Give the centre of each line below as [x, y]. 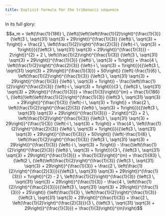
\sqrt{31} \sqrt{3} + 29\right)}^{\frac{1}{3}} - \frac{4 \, [70, 182]
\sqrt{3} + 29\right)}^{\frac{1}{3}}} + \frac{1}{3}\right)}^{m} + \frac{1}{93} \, [83, 155]
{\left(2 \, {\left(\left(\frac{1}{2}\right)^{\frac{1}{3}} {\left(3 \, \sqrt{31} [83, 160]
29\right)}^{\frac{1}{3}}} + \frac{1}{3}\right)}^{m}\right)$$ [83, 208]
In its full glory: [20, 24]
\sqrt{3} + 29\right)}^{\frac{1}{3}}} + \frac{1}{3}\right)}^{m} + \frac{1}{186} [83, 92]
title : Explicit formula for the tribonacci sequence [62, 10]
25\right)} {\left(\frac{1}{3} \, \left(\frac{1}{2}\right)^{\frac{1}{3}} [91, 192]
